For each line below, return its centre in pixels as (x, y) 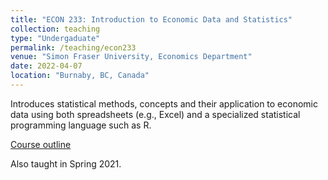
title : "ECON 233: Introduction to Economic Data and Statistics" (151, 19)
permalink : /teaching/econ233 (73, 47)
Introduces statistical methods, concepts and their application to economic (164, 103)
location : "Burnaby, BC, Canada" (80, 76)
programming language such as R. (81, 125)
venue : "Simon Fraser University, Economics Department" (131, 57)
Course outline (41, 144)
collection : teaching (55, 29)
